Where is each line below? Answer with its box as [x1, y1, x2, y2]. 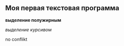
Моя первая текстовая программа [5, 4, 119, 12]
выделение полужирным [5, 17, 61, 23]
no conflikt [5, 36, 28, 42]
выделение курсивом [5, 27, 52, 33]
